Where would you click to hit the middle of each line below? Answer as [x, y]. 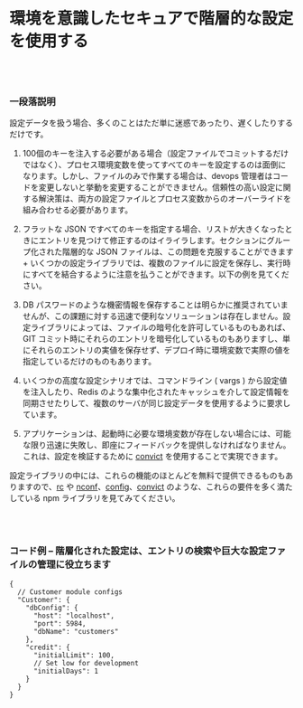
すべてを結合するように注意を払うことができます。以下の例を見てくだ [160, 274]
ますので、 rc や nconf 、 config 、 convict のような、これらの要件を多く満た [155, 487]
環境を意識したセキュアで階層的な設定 [151, 19]
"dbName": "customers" [76, 631]
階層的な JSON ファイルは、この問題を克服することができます [178, 252]
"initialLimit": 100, [74, 655]
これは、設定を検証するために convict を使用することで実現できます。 [152, 457]
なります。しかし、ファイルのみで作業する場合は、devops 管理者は [147, 176]
